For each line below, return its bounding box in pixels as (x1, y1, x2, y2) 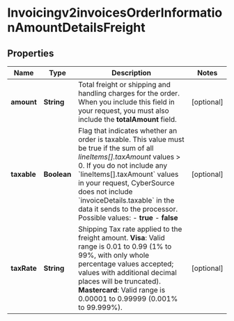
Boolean (43, 169, 72, 179)
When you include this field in (77, 97, 175, 107)
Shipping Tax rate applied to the (77, 224, 182, 234)
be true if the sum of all (77, 143, 154, 152)
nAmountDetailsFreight (7, 19, 146, 36)
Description (111, 68, 152, 77)
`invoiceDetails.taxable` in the (77, 196, 175, 205)
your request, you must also (77, 106, 169, 116)
